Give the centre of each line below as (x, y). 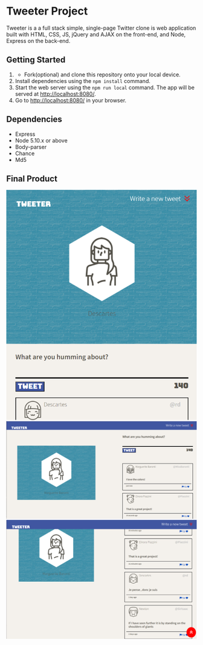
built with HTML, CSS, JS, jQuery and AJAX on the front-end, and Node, (96, 34)
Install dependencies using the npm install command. (83, 81)
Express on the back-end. (38, 41)
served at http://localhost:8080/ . (55, 94)
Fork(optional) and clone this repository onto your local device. (102, 75)
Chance (25, 153)
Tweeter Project (47, 11)
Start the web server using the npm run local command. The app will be (105, 87)
